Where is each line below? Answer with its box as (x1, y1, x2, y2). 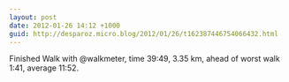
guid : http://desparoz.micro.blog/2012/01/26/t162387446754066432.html (9, 29, 278, 38)
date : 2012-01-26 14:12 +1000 (9, 21, 121, 30)
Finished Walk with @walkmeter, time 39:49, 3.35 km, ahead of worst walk (9, 54, 280, 64)
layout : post (9, 12, 57, 22)
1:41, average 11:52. (9, 63, 80, 73)
